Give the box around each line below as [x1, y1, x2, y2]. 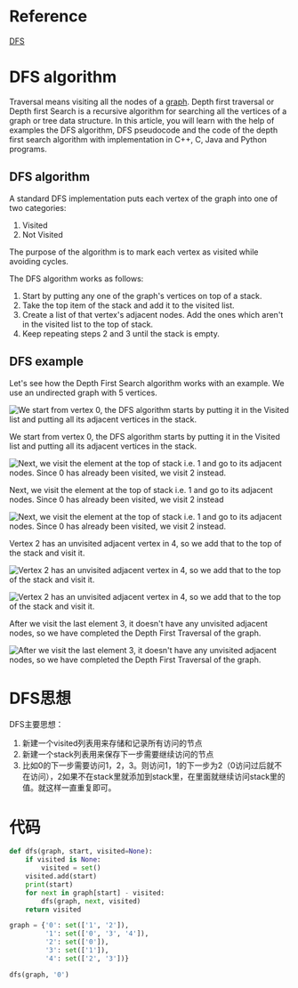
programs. [9, 143, 47, 154]
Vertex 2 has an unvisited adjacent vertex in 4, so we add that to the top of [9, 538, 282, 548]
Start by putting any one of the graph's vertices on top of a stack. [21, 290, 262, 301]
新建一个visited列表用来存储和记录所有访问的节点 [21, 738, 203, 749]
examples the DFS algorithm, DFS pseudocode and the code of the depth [9, 125, 278, 135]
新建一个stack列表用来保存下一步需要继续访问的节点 [21, 749, 214, 760]
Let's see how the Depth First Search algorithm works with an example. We [9, 377, 285, 388]
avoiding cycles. [9, 255, 69, 266]
